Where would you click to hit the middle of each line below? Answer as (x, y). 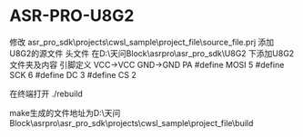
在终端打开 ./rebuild (46, 93)
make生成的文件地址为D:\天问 (65, 113)
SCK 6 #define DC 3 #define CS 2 (73, 74)
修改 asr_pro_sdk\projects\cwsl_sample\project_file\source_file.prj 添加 (142, 42)
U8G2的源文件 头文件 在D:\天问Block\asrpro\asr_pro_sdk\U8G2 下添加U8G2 (152, 53)
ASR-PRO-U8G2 (72, 16)
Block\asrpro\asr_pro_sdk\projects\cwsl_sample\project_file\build (131, 122)
